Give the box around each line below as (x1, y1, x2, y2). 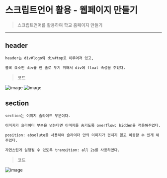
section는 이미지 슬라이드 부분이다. (5, 113, 71, 118)
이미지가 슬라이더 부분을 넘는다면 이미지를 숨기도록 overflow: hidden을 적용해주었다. (5, 123, 161, 128)
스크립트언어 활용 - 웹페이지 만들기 (5, 4, 138, 16)
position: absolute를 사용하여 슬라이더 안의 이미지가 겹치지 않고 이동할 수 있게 (5, 133, 154, 138)
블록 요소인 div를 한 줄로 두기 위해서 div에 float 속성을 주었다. (5, 65, 126, 70)
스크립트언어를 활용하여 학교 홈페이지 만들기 (17, 22, 103, 28)
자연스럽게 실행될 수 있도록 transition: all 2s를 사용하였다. (5, 148, 120, 153)
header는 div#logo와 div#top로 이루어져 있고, (5, 55, 94, 60)
